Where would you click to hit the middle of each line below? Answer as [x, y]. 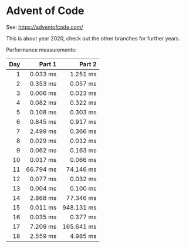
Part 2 [88, 64]
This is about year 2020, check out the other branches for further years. [93, 38]
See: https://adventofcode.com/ [45, 27]
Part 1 [48, 64]
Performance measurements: [41, 50]
